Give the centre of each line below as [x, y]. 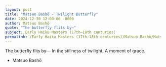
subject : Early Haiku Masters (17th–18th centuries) [61, 32]
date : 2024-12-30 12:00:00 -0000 [40, 19]
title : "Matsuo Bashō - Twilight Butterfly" [52, 14]
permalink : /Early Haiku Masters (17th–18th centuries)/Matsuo [72, 37]
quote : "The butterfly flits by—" [41, 28]
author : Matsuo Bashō [27, 23]
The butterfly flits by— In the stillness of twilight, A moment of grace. [75, 51]
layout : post [19, 10]
